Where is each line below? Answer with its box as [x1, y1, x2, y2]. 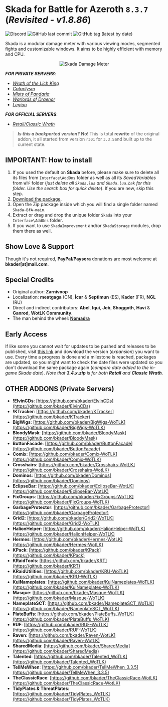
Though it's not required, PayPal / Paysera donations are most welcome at [5, 256, 157, 262]
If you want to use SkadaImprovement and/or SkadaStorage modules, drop [12, 222, 161, 229]
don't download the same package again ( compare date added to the [5, 365, 149, 371]
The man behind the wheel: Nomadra [12, 315, 90, 321]
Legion [12, 101, 27, 107]
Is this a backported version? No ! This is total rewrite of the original [17, 130, 159, 136]
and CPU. [5, 51, 25, 57]
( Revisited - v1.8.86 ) [5, 14, 91, 26]
